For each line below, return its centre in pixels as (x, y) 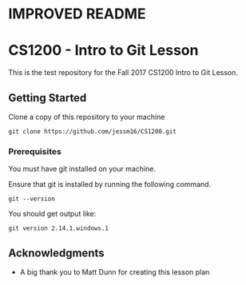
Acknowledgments (57, 253)
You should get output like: (52, 214)
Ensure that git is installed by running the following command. (110, 184)
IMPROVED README (77, 14)
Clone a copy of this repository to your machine (87, 117)
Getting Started (48, 98)
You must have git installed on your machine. (82, 169)
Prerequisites (35, 151)
